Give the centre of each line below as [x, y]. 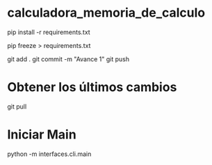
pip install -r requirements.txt [49, 32]
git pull [17, 107]
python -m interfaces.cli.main [49, 154]
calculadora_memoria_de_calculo [106, 13]
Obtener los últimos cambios [92, 87]
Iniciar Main [42, 135]
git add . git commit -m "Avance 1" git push [68, 59]
